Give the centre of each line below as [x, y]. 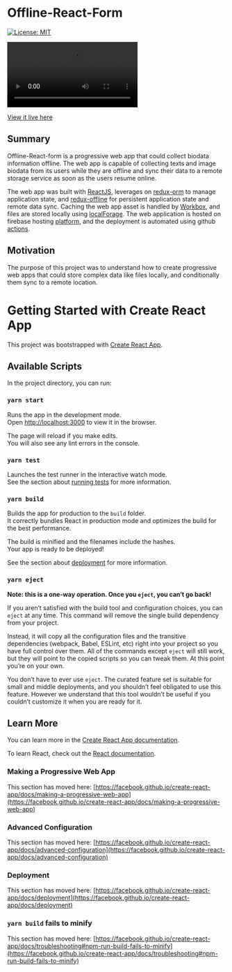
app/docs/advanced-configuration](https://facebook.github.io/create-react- [116, 849]
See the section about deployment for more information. [88, 563]
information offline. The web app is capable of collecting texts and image [112, 163]
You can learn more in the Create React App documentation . [93, 740]
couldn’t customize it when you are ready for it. [75, 701]
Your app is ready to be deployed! [56, 549]
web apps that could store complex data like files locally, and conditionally [114, 275]
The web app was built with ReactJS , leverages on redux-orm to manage [111, 191]
